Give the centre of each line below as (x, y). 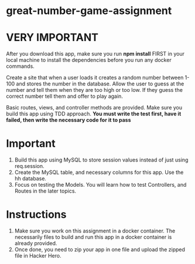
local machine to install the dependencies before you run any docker (89, 60)
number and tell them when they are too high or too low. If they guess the (95, 90)
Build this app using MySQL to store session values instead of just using (101, 160)
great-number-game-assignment (89, 11)
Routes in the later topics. (45, 191)
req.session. (30, 166)
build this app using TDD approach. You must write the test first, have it (94, 114)
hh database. (30, 179)
